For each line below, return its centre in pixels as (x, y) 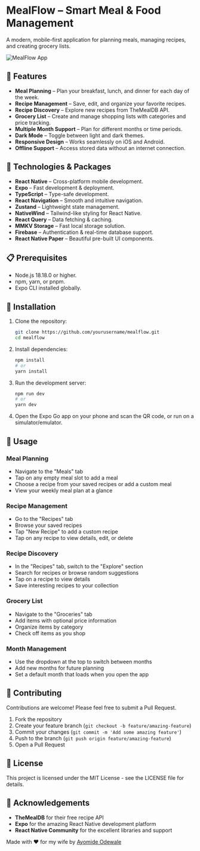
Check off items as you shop (50, 633)
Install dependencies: (41, 349)
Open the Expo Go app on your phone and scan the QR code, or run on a (104, 416)
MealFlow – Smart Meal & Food (84, 10)
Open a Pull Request (40, 745)
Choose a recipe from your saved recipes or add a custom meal (93, 484)
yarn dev (26, 405)
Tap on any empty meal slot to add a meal (66, 478)
